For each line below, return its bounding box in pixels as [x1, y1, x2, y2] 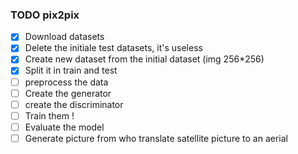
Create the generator [24, 87, 112, 99]
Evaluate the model [24, 121, 105, 133]
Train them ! [24, 109, 75, 122]
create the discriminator [24, 98, 124, 110]
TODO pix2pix [10, 8, 80, 22]
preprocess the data [24, 76, 109, 88]
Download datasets [24, 31, 105, 43]
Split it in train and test [24, 64, 118, 77]
